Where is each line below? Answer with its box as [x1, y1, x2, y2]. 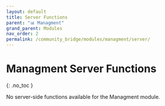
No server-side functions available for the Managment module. [6, 93, 160, 100]
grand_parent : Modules [6, 25, 63, 32]
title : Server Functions [6, 14, 68, 20]
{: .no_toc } [6, 82, 33, 89]
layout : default [6, 8, 46, 15]
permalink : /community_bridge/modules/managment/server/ [6, 36, 151, 42]
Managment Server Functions [6, 62, 157, 76]
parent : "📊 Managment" [6, 20, 64, 26]
